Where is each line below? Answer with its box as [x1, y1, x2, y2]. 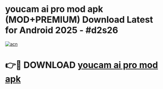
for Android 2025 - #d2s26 [5, 25, 118, 36]
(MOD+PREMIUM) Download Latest [5, 14, 154, 25]
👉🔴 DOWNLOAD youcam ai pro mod [5, 60, 159, 71]
